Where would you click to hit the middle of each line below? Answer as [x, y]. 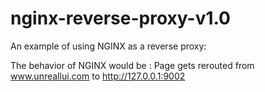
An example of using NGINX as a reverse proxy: [108, 46]
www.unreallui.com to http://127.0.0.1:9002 [98, 76]
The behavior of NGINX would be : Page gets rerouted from [132, 65]
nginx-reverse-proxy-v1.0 [120, 18]
